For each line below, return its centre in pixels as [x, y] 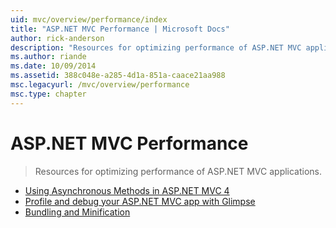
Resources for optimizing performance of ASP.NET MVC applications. [178, 171]
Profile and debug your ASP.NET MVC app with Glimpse [140, 201]
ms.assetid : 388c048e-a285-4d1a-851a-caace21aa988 [118, 76]
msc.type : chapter [48, 94]
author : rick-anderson [57, 38]
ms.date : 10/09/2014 [53, 66]
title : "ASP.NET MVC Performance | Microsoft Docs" [120, 29]
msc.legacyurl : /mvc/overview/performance [100, 85]
